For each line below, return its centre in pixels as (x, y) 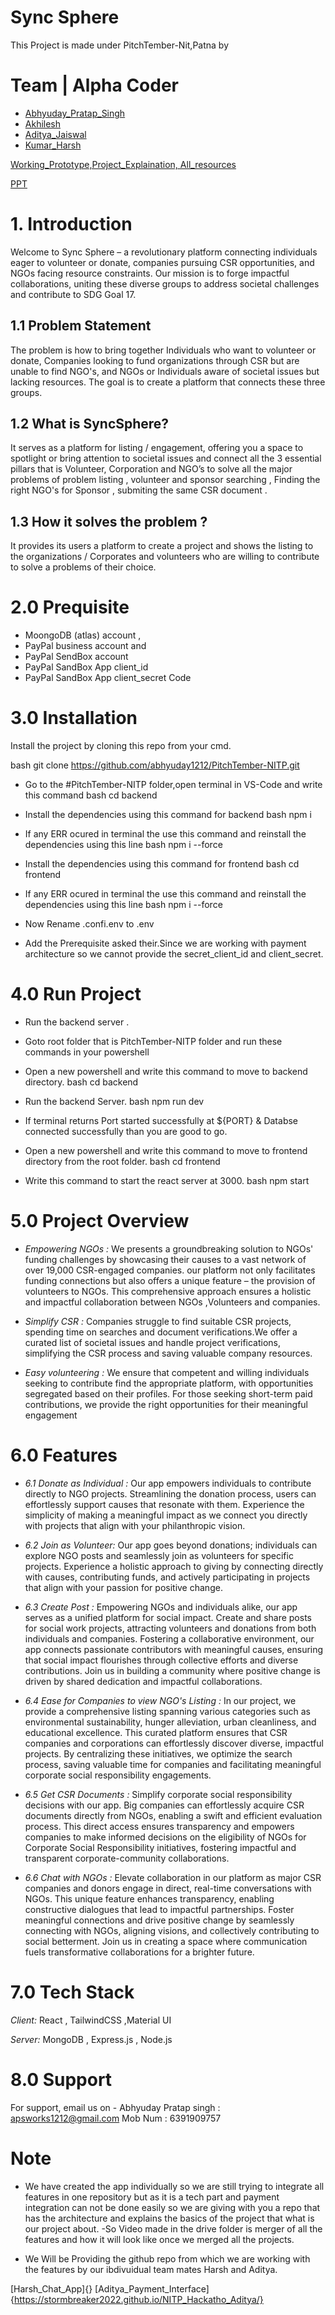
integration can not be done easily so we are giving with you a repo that (172, 2207)
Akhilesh (43, 123)
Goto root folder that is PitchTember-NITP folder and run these (153, 1042)
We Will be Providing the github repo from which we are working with (167, 2258)
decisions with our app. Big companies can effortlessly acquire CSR (164, 1805)
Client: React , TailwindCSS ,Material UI (91, 2020)
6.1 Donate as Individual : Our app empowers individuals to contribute (168, 1483)
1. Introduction (71, 224)
